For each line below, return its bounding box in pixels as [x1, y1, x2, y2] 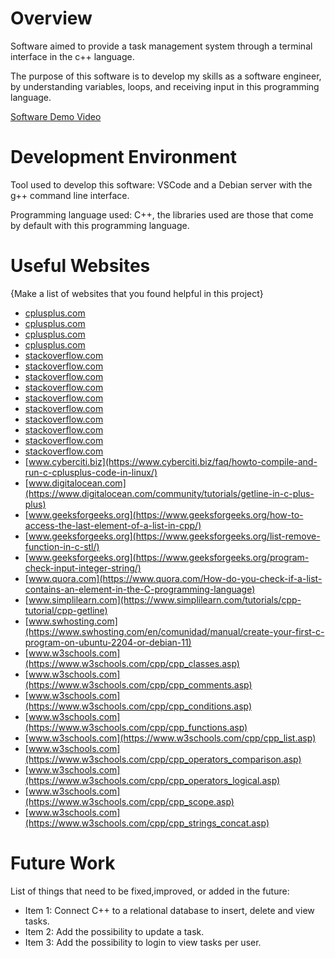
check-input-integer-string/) [24, 562, 142, 574]
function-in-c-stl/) [24, 540, 100, 552]
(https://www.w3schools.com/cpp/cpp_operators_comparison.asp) [24, 753, 302, 765]
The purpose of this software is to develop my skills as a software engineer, [10, 70, 322, 82]
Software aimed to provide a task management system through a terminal [10, 40, 313, 52]
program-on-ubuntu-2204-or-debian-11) [24, 636, 192, 648]
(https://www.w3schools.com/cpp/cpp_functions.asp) [24, 721, 248, 733]
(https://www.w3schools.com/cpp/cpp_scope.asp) [24, 795, 235, 807]
